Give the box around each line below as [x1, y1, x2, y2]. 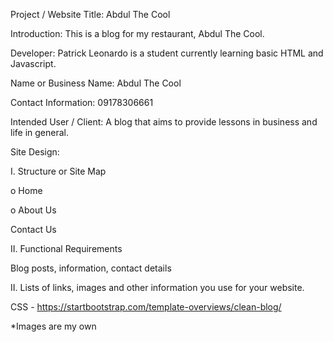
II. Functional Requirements [10, 243, 123, 254]
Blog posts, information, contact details [10, 262, 172, 274]
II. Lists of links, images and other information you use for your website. [10, 282, 305, 293]
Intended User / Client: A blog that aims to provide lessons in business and [10, 116, 318, 128]
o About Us [10, 204, 57, 216]
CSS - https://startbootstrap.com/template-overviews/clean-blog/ [10, 301, 282, 313]
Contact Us [10, 224, 57, 235]
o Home [10, 185, 43, 196]
